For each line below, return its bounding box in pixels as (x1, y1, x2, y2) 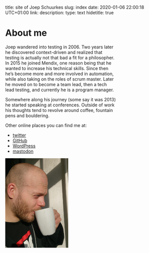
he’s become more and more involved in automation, (5, 71, 114, 77)
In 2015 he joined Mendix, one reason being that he (5, 60, 112, 66)
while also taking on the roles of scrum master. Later (5, 76, 114, 82)
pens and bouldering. (5, 112, 50, 118)
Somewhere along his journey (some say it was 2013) (5, 96, 116, 102)
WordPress (12, 143, 36, 149)
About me (5, 27, 47, 39)
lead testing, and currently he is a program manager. (5, 87, 114, 93)
